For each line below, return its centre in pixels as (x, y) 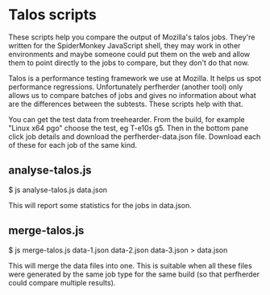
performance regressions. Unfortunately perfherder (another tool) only (126, 87)
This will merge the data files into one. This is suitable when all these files (130, 265)
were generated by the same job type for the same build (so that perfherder (134, 274)
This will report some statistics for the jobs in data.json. (100, 205)
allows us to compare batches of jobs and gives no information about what (132, 95)
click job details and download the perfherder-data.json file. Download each (135, 136)
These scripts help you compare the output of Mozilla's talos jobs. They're (132, 37)
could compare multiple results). (62, 282)
